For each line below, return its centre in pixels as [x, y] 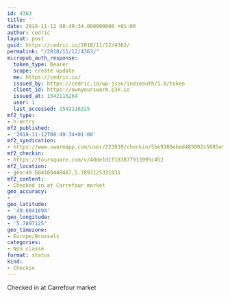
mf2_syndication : [32, 141]
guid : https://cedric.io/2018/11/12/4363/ [68, 45]
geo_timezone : [27, 230]
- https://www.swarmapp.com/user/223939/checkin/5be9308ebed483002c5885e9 [116, 147]
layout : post [26, 39]
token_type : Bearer [41, 64]
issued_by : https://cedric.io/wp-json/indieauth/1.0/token [99, 83]
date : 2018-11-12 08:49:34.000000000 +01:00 [72, 26]
